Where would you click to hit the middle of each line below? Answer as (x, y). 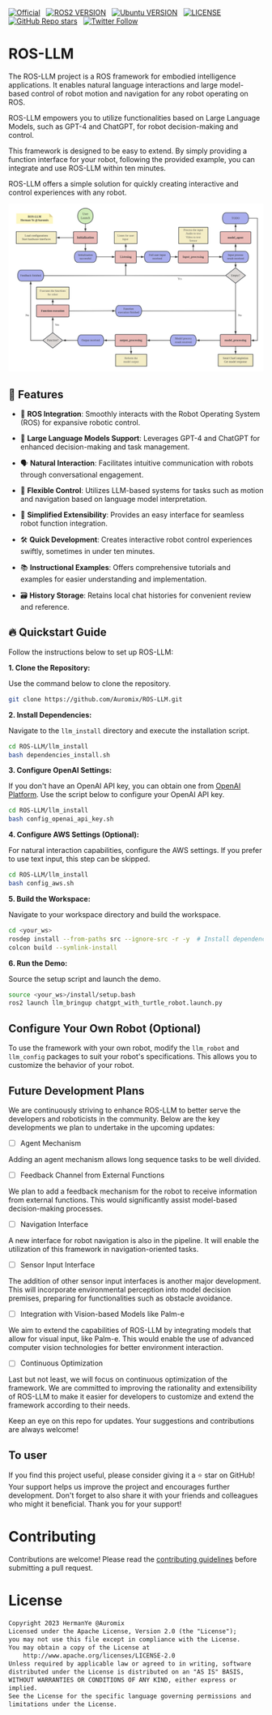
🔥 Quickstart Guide (57, 632)
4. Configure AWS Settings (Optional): (74, 834)
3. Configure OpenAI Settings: (60, 770)
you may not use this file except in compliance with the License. (125, 1639)
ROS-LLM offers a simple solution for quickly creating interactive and (123, 183)
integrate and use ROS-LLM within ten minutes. (87, 168)
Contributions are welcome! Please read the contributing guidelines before (133, 1559)
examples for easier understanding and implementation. (113, 579)
